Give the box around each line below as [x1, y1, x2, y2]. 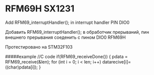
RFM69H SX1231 [5, 3, 75, 14]
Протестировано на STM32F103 [5, 44, 73, 50]
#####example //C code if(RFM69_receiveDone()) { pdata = [5, 53, 128, 60]
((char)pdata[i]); [5, 64, 38, 70]
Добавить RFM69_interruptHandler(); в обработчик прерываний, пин [5, 29, 150, 35]
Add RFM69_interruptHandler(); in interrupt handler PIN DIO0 [5, 19, 130, 25]
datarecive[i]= [102, 59, 131, 65]
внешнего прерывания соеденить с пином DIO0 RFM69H [5, 34, 126, 40]
